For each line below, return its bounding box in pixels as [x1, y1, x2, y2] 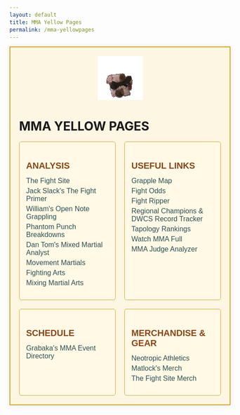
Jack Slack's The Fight [26, 186, 97, 196]
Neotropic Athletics [131, 354, 190, 362]
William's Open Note [26, 205, 90, 213]
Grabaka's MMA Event [26, 344, 96, 353]
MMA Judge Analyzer [131, 245, 198, 254]
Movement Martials [26, 259, 86, 267]
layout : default [9, 11, 57, 18]
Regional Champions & [131, 207, 204, 215]
